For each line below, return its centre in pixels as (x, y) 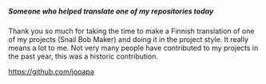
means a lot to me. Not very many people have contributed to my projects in (133, 48)
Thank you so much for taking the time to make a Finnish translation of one (131, 31)
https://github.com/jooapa (51, 71)
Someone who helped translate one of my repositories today (111, 11)
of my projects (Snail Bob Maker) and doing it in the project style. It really (129, 39)
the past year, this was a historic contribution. (83, 56)
